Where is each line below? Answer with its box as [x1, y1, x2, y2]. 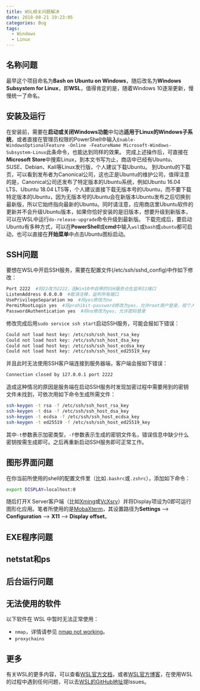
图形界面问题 [6, 457, 54, 468]
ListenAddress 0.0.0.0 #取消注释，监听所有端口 [6, 291, 119, 297]
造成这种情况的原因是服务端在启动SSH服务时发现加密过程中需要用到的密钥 [6, 383, 189, 391]
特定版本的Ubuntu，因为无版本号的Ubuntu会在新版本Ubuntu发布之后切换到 [6, 193, 191, 200]
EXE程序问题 [6, 532, 54, 542]
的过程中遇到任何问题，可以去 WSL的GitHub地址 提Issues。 [6, 678, 150, 686]
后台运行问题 [6, 576, 54, 586]
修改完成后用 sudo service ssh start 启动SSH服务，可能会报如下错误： [6, 320, 180, 327]
